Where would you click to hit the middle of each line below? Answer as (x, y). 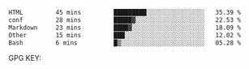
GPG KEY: (25, 58)
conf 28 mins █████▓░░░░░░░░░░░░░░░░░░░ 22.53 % (125, 20)
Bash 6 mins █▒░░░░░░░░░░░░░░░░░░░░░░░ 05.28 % (125, 43)
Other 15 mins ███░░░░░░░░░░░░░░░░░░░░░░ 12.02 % (125, 35)
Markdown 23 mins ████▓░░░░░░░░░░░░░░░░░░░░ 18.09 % (125, 28)
